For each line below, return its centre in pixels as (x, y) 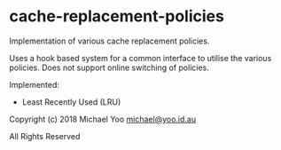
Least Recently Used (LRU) (71, 102)
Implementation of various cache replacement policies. (109, 41)
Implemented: (35, 84)
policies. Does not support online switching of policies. (109, 67)
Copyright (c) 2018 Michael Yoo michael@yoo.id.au (103, 119)
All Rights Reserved (45, 136)
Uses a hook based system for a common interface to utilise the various (140, 58)
